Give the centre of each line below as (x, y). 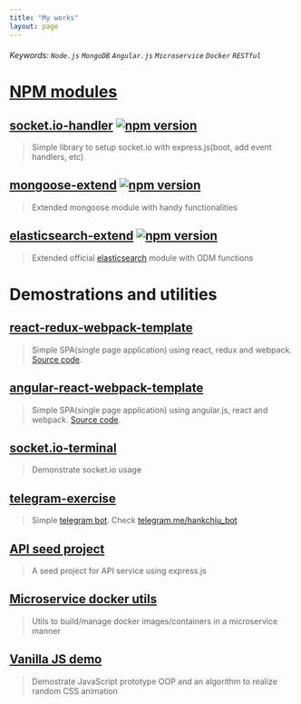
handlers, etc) (58, 157)
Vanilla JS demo (56, 659)
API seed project (57, 549)
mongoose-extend (63, 186)
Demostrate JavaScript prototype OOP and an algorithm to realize (155, 681)
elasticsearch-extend (72, 236)
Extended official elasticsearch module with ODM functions (142, 258)
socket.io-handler (61, 125)
